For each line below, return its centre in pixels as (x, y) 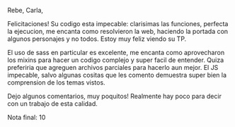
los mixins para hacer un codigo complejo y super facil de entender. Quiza (116, 60)
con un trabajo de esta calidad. (52, 104)
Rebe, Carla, (25, 10)
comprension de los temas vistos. (56, 83)
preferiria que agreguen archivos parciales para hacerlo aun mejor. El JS (113, 67)
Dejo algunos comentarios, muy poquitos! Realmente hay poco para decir (114, 96)
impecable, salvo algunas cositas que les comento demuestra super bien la (117, 75)
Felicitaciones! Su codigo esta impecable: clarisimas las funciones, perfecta (118, 24)
